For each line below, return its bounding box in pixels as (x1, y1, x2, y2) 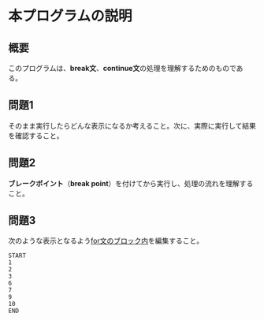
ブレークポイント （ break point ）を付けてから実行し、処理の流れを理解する (8, 178, 254, 188)
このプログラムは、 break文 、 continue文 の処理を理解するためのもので (8, 64, 236, 73)
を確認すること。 (8, 131, 64, 140)
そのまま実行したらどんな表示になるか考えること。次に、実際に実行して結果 (8, 121, 256, 130)
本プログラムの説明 (8, 7, 132, 25)
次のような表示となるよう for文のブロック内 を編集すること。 (8, 236, 204, 245)
